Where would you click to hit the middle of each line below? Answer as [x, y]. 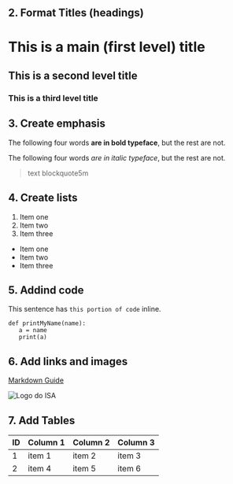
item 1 [40, 456]
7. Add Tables [42, 420]
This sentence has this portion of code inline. [85, 309]
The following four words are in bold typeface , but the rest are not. [117, 142]
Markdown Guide [36, 380]
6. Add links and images [68, 361]
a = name [33, 331]
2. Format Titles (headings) [76, 13]
